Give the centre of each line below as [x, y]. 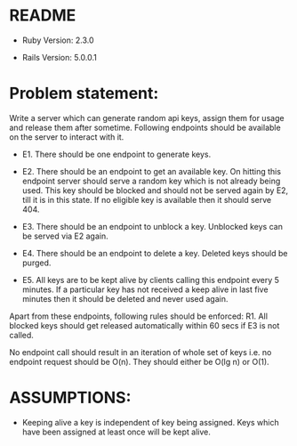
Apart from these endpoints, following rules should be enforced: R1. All [139, 316]
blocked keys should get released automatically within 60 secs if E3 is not [144, 325]
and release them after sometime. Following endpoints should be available [145, 127]
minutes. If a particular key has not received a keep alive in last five [145, 289]
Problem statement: [84, 93]
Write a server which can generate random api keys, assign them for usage [147, 118]
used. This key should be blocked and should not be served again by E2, [155, 190]
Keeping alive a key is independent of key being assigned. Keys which [151, 422]
